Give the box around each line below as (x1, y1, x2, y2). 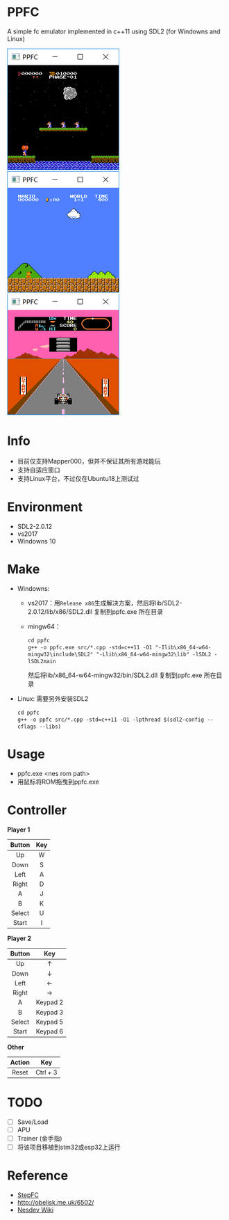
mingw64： (27, 622, 61, 631)
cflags (17, 723, 37, 730)
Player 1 (7, 825, 31, 834)
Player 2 (7, 934, 32, 942)
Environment (7, 499, 83, 515)
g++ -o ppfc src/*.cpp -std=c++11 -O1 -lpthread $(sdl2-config (17, 716, 205, 723)
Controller (7, 802, 67, 818)
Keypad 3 (35, 1008, 64, 1016)
